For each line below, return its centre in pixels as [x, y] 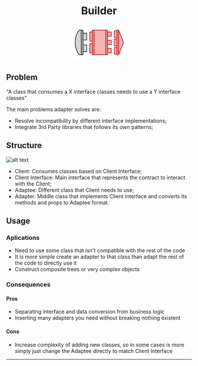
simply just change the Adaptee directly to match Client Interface [93, 351]
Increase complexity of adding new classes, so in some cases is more [99, 344]
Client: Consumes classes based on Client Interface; [78, 171]
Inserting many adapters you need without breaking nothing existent [98, 318]
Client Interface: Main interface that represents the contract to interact [100, 177]
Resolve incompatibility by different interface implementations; [90, 121]
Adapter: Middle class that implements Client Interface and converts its [101, 196]
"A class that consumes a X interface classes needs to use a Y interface [93, 91]
